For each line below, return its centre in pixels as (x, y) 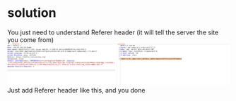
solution (32, 13)
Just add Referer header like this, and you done (76, 90)
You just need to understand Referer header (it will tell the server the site (113, 32)
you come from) (31, 39)
